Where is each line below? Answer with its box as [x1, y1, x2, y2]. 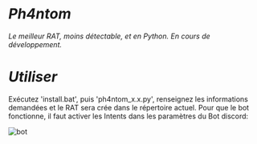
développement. [8, 39, 63, 49]
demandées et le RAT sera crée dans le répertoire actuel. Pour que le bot [8, 102, 250, 112]
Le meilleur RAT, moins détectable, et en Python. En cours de [8, 31, 210, 41]
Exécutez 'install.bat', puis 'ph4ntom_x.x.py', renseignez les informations [8, 94, 249, 104]
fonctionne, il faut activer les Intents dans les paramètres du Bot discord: [8, 111, 249, 121]
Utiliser [8, 68, 58, 86]
